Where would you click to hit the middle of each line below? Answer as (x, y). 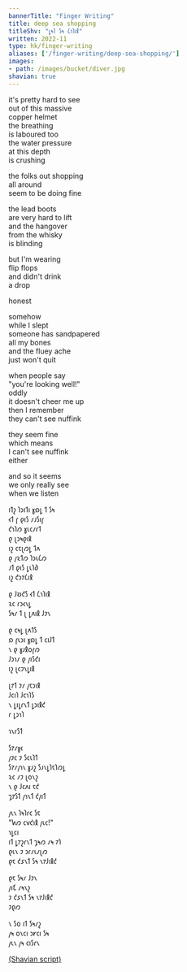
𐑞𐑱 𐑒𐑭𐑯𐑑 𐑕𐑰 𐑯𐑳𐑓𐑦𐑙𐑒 (33, 861)
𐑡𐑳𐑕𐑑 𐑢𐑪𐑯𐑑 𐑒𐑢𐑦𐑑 (27, 796)
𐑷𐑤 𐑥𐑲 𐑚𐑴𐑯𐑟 (24, 776)
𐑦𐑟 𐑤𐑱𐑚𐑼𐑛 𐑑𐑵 (24, 548)
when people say (37, 375)
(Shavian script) (35, 959)
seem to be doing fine (45, 193)
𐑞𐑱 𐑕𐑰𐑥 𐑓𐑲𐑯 (23, 878)
